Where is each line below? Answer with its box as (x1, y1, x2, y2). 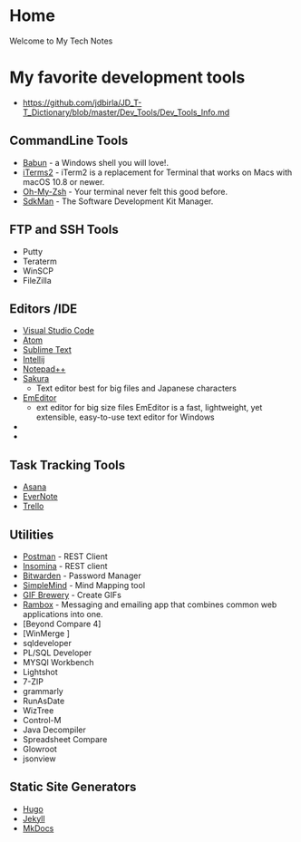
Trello (22, 500, 44, 512)
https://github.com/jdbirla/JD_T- (22, 97, 142, 108)
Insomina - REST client (22, 560, 108, 571)
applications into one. (22, 608, 103, 619)
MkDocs (22, 822, 54, 834)
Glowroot (22, 743, 57, 754)
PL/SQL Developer (22, 647, 92, 658)
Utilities (9, 527, 54, 542)
